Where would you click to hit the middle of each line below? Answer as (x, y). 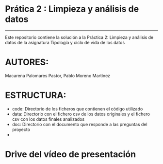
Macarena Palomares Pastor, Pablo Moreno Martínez (58, 75)
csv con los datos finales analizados (48, 119)
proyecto (21, 129)
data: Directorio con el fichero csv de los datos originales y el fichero (81, 114)
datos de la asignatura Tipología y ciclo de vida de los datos (65, 42)
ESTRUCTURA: (36, 95)
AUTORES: (27, 62)
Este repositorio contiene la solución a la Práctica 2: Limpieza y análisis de (79, 37)
